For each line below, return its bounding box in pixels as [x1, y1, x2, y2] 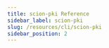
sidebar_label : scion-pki [7, 17, 83, 24]
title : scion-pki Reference [7, 10, 90, 18]
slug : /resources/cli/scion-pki [7, 23, 102, 30]
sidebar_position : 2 [7, 30, 68, 37]
